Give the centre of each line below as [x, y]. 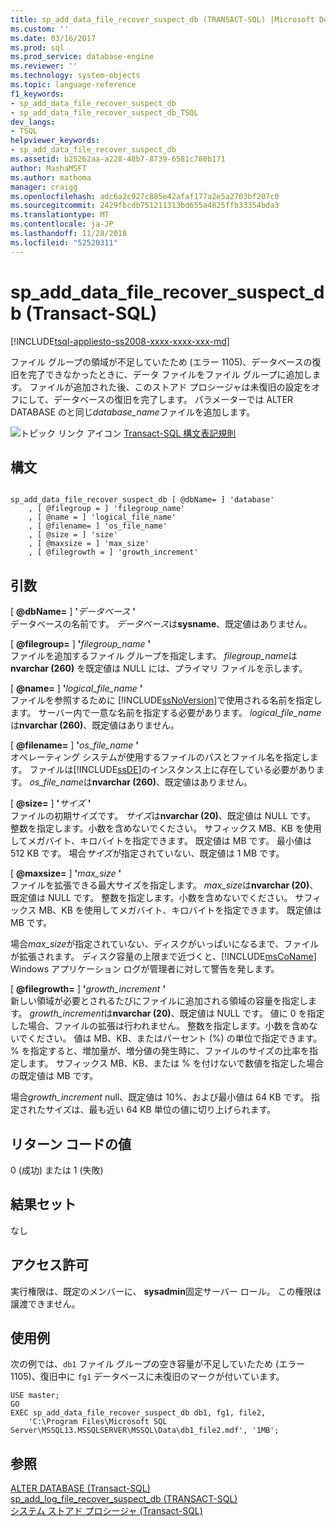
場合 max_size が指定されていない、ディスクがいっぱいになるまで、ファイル [165, 944]
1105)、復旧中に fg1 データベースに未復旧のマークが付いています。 [147, 1377]
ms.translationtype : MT [60, 215]
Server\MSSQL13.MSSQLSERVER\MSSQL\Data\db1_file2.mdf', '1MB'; [145, 1431]
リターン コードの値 [71, 1144]
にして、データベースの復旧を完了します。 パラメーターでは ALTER [156, 399]
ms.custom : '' [40, 29]
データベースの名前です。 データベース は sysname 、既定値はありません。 [161, 624]
